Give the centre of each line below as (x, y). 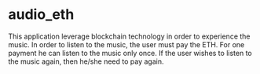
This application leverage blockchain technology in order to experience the (129, 36)
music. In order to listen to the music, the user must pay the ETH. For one (126, 44)
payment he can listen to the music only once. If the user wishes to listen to (130, 53)
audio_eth (41, 15)
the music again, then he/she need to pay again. (86, 61)
